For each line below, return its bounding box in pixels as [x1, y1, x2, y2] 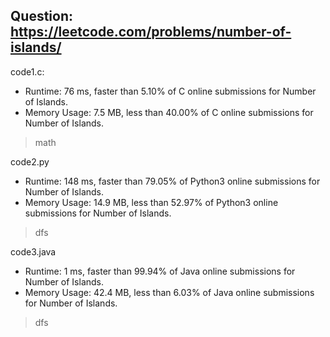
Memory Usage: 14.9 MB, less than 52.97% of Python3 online [24, 196, 279, 208]
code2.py [10, 155, 50, 168]
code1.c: [10, 65, 45, 78]
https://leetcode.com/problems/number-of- [10, 24, 292, 41]
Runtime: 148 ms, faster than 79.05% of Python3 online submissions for [24, 175, 321, 187]
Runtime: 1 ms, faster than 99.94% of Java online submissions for [24, 265, 296, 277]
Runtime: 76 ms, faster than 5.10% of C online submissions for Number [24, 85, 317, 97]
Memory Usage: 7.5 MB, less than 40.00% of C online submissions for [24, 106, 314, 118]
